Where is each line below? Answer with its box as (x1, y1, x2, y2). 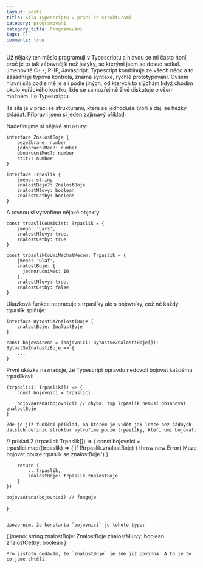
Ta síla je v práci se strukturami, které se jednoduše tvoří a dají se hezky (6, 104, 187, 111)
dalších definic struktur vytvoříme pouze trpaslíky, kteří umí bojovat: (6, 427, 198, 433)
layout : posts (6, 9, 43, 15)
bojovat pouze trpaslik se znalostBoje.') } (6, 451, 109, 457)
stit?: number (17, 156, 53, 162)
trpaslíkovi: (6, 373, 34, 380)
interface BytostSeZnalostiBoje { (6, 318, 94, 324)
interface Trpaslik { (6, 171, 61, 177)
